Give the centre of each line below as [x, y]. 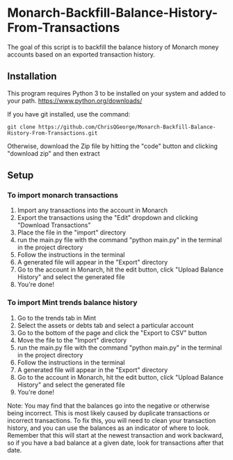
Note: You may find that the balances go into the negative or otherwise [109, 406]
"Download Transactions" [54, 225]
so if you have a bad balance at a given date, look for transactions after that [115, 443]
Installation [32, 76]
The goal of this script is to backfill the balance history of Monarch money [113, 47]
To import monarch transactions [63, 195]
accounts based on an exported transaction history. [81, 54]
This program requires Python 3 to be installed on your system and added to [116, 93]
